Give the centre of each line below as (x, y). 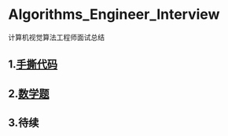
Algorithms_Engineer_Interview (114, 15)
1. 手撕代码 (33, 64)
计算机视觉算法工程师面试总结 (56, 37)
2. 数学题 (29, 93)
